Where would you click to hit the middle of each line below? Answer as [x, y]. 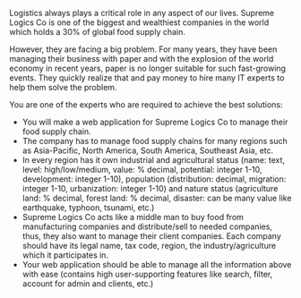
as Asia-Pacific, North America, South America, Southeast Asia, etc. [148, 150]
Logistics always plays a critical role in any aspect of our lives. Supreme [142, 13]
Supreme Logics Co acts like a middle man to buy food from [133, 217]
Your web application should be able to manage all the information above [157, 264]
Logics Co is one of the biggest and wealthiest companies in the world [139, 22]
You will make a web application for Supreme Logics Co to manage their [155, 122]
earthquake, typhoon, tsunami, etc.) [88, 208]
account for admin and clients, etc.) [88, 284]
